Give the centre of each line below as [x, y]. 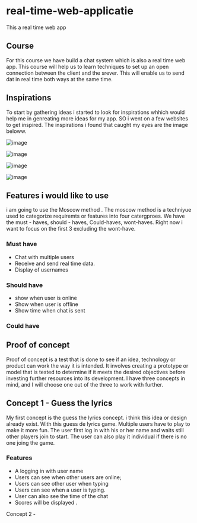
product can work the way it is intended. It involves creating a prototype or [97, 365]
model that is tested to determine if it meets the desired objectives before [96, 372]
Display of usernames [41, 270]
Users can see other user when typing [61, 483]
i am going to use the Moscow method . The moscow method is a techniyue [99, 210]
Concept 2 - [21, 514]
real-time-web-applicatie [70, 11]
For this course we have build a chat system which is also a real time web [96, 60]
